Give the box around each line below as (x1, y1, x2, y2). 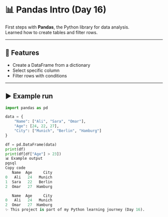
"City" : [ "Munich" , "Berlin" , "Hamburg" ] (14, 129, 101, 134)
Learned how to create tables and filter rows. (5, 29, 98, 35)
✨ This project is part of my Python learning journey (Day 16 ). (5, 207, 145, 212)
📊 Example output (5, 156, 43, 161)
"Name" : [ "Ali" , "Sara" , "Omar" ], (14, 119, 86, 124)
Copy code (5, 165, 26, 171)
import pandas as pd (5, 105, 48, 111)
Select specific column (12, 67, 60, 73)
